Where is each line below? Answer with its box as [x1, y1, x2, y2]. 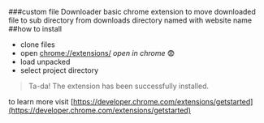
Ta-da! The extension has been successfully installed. [28, 81, 210, 91]
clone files [19, 40, 55, 49]
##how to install [8, 24, 63, 33]
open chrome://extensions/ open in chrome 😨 [19, 49, 175, 57]
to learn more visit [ [8, 97, 74, 106]
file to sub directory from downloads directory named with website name [8, 15, 253, 25]
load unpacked [19, 57, 71, 66]
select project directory [19, 66, 99, 75]
